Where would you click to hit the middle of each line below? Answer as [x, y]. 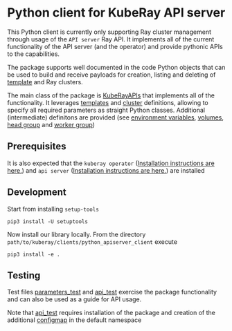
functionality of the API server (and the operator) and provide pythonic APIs [115, 46]
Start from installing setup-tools [53, 209]
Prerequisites [37, 146]
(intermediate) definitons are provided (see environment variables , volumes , [115, 117]
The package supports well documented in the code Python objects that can [116, 67]
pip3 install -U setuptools [48, 221]
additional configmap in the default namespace [74, 320]
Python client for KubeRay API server [116, 13]
